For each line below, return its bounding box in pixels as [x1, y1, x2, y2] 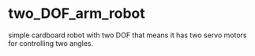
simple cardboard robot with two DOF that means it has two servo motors [8, 30, 247, 40]
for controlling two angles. [8, 38, 94, 47]
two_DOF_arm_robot [8, 5, 145, 23]
